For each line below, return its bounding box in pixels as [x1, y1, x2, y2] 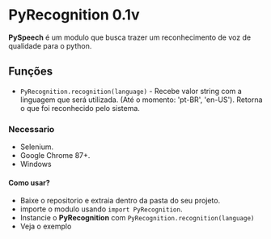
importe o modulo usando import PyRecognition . [19, 204, 183, 214]
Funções [8, 65, 53, 79]
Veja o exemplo [19, 221, 72, 232]
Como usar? [8, 177, 50, 187]
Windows [19, 160, 52, 169]
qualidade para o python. [8, 41, 92, 50]
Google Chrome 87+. [19, 151, 91, 160]
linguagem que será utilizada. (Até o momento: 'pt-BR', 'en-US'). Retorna [19, 95, 263, 105]
